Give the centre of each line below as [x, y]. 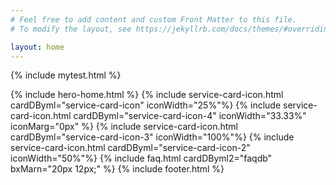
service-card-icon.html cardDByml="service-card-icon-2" [130, 148]
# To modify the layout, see [71, 29]
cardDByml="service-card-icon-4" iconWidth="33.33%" [190, 116]
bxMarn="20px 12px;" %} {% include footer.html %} [117, 169]
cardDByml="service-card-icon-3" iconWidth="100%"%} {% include [152, 137]
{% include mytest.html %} [66, 75]
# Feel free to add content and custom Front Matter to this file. [154, 19]
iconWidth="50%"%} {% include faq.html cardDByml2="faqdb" [141, 158]
